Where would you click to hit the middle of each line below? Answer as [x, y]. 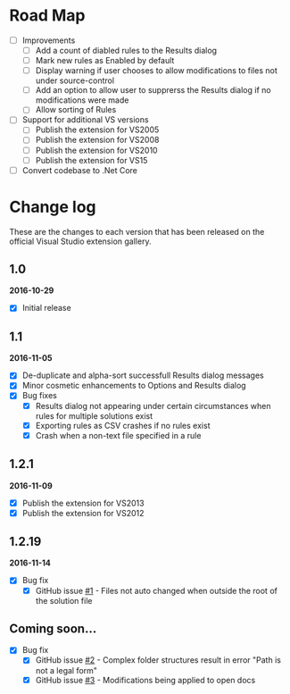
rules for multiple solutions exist [94, 415]
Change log [53, 207]
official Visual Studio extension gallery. [80, 241]
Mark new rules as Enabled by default [105, 61]
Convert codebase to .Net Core [80, 170]
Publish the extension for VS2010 [96, 150]
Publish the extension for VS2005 [97, 130]
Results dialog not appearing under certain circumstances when [153, 406]
